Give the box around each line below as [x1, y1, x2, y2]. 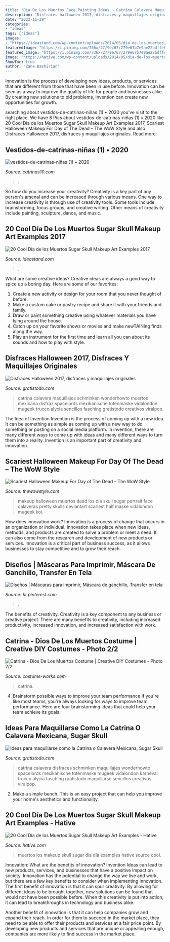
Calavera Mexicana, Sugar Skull [5, 732, 108, 740]
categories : [5, 21, 30, 27]
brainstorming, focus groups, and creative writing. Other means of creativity [5, 204, 164, 210]
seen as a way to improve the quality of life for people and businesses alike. [5, 89, 163, 95]
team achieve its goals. [12, 709, 61, 715]
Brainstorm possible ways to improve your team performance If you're [12, 693, 159, 699]
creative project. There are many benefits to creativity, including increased [5, 617, 161, 623]
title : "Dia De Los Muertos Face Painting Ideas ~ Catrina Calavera [5, 7, 153, 13]
